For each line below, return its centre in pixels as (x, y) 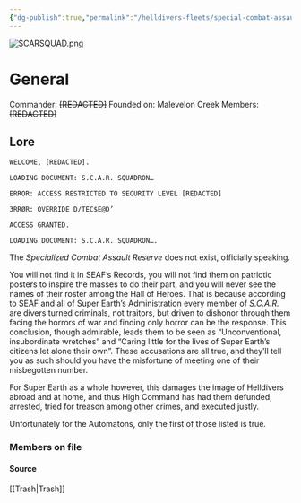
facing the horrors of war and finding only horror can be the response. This (148, 323)
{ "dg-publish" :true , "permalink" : (72, 17)
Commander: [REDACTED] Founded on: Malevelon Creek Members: (134, 104)
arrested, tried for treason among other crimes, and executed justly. (134, 407)
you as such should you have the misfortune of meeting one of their (134, 360)
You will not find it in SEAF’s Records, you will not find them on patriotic (141, 275)
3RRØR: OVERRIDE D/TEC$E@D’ (62, 210)
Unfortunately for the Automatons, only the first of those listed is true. (138, 424)
